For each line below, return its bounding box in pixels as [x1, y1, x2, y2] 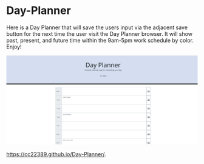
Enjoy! [6, 43, 22, 50]
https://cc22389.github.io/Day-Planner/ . [6, 151, 106, 158]
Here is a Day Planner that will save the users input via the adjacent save [6, 24, 188, 31]
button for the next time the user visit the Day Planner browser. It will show [6, 30, 193, 37]
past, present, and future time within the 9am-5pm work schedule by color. [6, 36, 194, 44]
